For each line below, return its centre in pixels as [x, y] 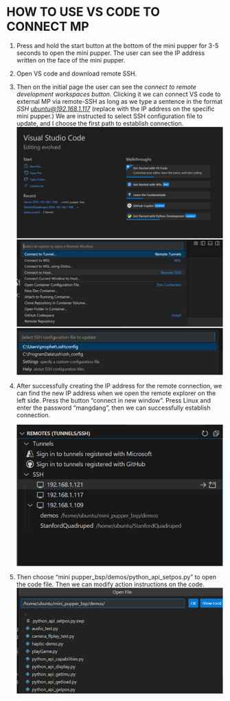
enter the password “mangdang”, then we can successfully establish [113, 408]
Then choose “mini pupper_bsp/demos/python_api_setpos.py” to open [116, 577]
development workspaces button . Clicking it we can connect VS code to [118, 94]
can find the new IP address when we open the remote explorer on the [116, 393]
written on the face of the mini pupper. [71, 60]
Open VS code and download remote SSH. [77, 74]
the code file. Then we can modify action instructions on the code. [111, 584]
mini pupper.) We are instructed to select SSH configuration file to [110, 116]
